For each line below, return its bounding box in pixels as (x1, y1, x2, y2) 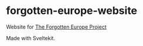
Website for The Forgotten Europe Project (6, 23, 107, 30)
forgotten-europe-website (6, 4, 138, 17)
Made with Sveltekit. (6, 34, 56, 41)
